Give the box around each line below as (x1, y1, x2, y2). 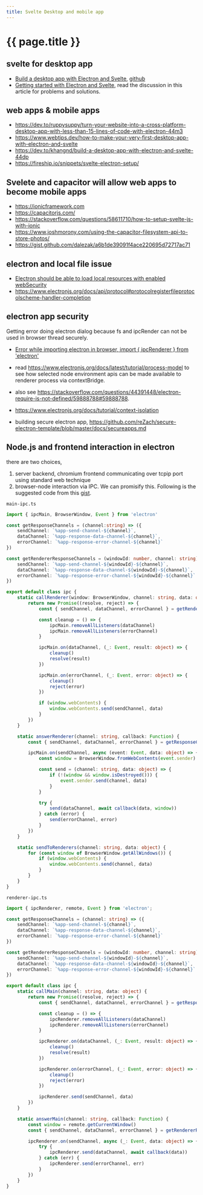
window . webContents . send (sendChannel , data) (49, 706, 164, 712)
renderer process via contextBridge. (14, 376, 106, 384)
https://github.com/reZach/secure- (89, 418, 176, 425)
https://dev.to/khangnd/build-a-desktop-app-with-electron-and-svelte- (14, 147, 194, 154)
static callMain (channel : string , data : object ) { (17, 988, 147, 994)
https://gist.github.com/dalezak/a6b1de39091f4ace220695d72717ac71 (14, 241, 190, 248)
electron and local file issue (6, 259, 112, 269)
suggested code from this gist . (14, 489, 92, 496)
